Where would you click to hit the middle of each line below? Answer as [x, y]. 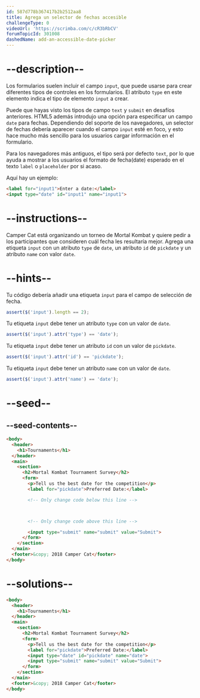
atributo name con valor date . [41, 254]
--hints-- [29, 278]
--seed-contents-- [42, 425]
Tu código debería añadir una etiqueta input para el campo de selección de [99, 295]
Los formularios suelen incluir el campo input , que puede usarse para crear [99, 86]
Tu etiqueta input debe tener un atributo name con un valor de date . [89, 368]
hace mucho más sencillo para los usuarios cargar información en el [90, 135]
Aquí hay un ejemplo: [32, 178]
